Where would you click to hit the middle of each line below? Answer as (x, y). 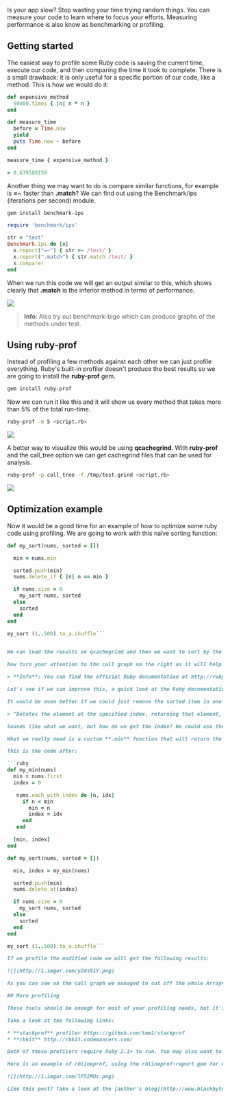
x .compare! (29, 263)
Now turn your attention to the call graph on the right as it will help (115, 665)
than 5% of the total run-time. (49, 409)
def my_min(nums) (32, 770)
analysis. (20, 462)
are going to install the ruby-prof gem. (61, 376)
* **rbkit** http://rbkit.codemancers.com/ (70, 1039)
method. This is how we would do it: (58, 84)
